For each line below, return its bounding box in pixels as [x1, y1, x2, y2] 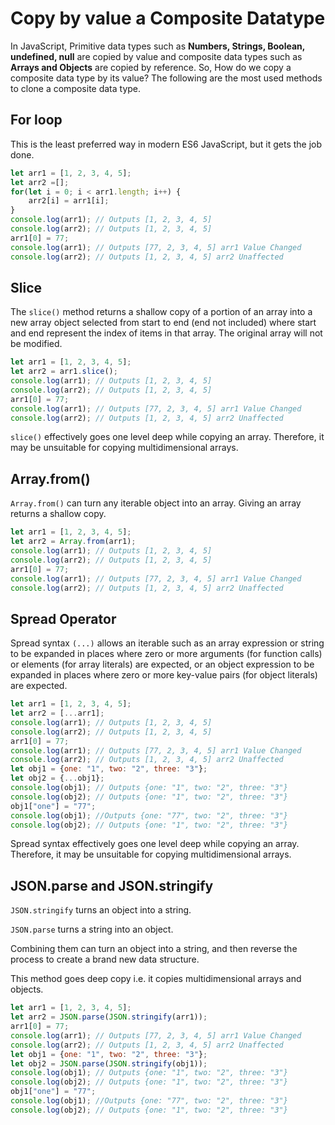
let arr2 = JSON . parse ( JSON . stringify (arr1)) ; [10, 1012, 208, 1022]
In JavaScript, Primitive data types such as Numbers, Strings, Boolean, [10, 40, 306, 52]
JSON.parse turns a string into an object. [10, 923, 174, 936]
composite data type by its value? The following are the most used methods [10, 72, 323, 84]
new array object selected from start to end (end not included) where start [10, 317, 317, 329]
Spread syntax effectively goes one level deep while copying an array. [10, 838, 300, 850]
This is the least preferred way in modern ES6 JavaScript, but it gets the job [10, 138, 323, 150]
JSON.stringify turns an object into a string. [10, 904, 192, 916]
